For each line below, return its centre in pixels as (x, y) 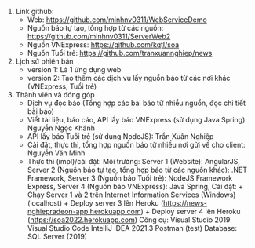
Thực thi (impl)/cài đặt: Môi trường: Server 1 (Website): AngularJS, (134, 161)
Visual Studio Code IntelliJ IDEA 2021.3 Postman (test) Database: (132, 228)
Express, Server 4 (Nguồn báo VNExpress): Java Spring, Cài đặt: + (135, 186)
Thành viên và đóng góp (55, 95)
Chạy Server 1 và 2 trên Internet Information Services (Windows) (131, 195)
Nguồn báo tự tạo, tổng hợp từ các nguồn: (95, 28)
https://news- (186, 203)
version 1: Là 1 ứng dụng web (74, 69)
